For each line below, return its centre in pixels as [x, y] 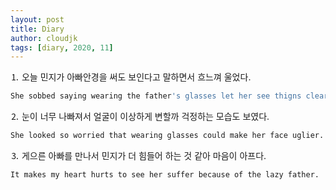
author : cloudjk [44, 38]
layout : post [37, 19]
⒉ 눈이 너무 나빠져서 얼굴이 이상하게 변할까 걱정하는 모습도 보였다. [140, 117]
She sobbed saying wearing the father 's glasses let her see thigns [156, 96]
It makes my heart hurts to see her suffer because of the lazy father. [165, 175]
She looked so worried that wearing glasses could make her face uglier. [167, 136]
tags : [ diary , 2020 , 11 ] [62, 47]
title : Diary [37, 29]
